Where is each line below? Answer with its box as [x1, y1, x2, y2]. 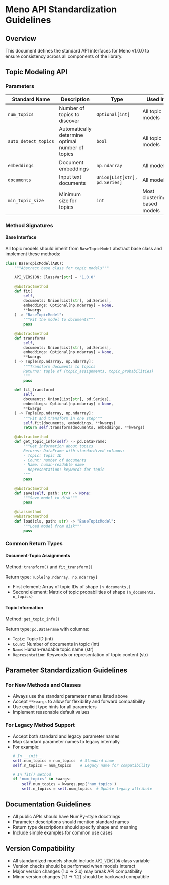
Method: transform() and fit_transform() [5, 564, 93, 570]
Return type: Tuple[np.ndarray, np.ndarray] [5, 574, 98, 580]
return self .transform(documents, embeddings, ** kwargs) [23, 425, 145, 430]
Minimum [59, 191, 81, 198]
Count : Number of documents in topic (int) [12, 641, 100, 647]
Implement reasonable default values [12, 709, 90, 715]
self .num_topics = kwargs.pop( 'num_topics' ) [22, 782, 117, 787]
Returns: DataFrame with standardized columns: [23, 448, 125, 453]
